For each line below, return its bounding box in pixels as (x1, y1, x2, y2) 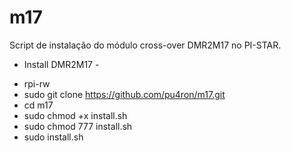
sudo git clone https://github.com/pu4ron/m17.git (23, 88, 226, 100)
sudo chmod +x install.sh (23, 109, 128, 121)
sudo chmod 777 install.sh (23, 120, 133, 132)
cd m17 (23, 99, 54, 111)
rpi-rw (23, 77, 51, 90)
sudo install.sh (23, 131, 84, 143)
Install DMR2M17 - (23, 58, 100, 70)
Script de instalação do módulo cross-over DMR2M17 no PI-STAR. (9, 39, 282, 51)
